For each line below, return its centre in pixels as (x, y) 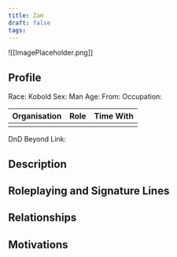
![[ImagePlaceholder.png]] (51, 53)
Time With (114, 116)
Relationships (42, 218)
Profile (25, 77)
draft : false (29, 23)
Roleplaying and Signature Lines (89, 191)
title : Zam (26, 15)
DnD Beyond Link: (37, 139)
